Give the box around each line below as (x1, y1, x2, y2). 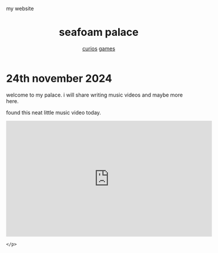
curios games (82, 45, 116, 52)
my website (6, 5, 34, 12)
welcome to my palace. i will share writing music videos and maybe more (6, 91, 183, 98)
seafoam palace (58, 26, 139, 39)
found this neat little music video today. (6, 109, 102, 116)
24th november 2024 (6, 72, 113, 85)
